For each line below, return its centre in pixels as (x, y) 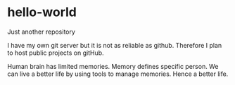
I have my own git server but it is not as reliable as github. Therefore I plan (115, 45)
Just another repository (42, 32)
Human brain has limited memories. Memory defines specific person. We (113, 66)
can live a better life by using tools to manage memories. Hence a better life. (118, 74)
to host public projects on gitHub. (56, 53)
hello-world (42, 12)
